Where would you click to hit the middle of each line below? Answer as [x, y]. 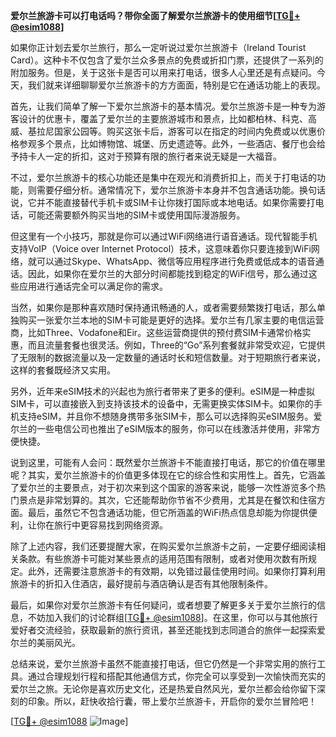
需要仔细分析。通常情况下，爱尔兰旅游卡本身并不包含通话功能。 [168, 190]
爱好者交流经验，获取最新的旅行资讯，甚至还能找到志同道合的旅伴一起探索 [163, 630]
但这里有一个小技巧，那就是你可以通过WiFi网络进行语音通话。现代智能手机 [164, 236]
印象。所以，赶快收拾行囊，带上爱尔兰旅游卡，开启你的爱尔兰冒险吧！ [172, 701]
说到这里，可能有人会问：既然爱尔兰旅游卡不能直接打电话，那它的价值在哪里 [168, 462]
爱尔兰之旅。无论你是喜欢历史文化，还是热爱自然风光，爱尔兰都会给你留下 [163, 688]
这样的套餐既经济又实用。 [63, 370]
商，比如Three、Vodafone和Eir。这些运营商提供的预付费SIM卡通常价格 [156, 332]
